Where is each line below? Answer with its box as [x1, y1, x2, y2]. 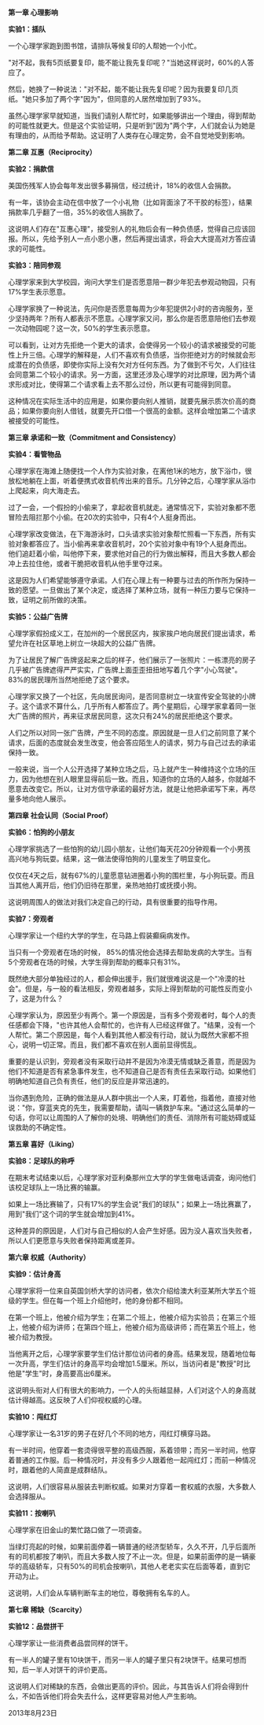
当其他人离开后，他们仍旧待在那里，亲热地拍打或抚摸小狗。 [8, 881, 201, 890]
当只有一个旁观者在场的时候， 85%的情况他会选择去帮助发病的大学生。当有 [8, 948, 253, 957]
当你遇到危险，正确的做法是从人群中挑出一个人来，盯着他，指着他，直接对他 [8, 1094, 256, 1102]
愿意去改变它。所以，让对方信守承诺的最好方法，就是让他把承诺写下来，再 [8, 784, 249, 794]
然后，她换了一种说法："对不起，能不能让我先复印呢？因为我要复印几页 [8, 84, 239, 94]
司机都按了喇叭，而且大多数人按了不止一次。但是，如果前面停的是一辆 [21, 1552, 249, 1561]
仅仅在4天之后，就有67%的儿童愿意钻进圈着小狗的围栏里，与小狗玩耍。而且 [8, 871, 255, 880]
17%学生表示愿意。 [8, 287, 71, 296]
